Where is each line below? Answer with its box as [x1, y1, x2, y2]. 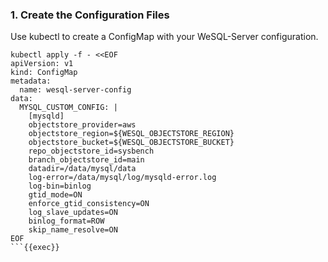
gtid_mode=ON [28, 190, 83, 200]
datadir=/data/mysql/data [28, 164, 137, 174]
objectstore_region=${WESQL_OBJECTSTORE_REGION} [28, 129, 235, 139]
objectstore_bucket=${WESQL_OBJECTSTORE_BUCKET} [28, 138, 235, 148]
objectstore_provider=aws [28, 120, 137, 130]
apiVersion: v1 [10, 59, 74, 69]
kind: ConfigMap [10, 68, 78, 78]
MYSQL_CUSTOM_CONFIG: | [19, 103, 118, 113]
